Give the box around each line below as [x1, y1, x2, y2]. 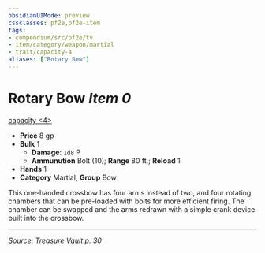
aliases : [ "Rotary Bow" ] [8, 56, 90, 64]
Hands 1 [19, 164, 47, 173]
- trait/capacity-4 [8, 48, 73, 56]
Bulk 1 [19, 139, 40, 148]
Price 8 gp [19, 131, 54, 140]
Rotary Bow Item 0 [8, 90, 132, 107]
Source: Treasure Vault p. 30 [8, 236, 103, 245]
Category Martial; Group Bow [19, 173, 117, 182]
